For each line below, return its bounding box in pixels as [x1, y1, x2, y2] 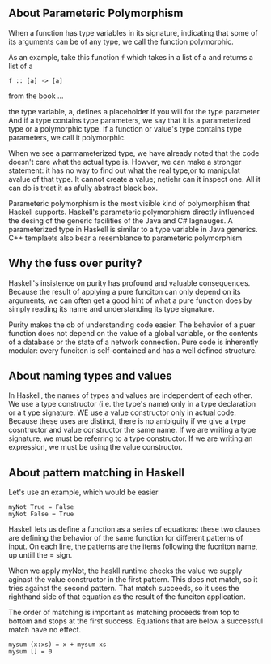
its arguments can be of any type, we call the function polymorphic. [8, 37, 234, 46]
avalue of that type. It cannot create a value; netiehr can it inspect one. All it [8, 174, 261, 183]
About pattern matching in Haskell [8, 466, 184, 480]
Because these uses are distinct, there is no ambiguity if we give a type [8, 416, 247, 426]
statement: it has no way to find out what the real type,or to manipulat [8, 166, 240, 175]
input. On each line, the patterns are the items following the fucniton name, [8, 541, 258, 551]
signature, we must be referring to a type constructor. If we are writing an [8, 433, 253, 443]
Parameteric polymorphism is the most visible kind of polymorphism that [8, 198, 251, 208]
